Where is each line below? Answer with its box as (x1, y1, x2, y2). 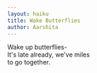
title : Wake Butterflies (7, 17, 81, 24)
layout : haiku (7, 10, 50, 18)
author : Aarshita (7, 23, 59, 30)
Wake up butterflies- (7, 43, 67, 52)
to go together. (7, 58, 51, 67)
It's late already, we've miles (7, 50, 90, 59)
